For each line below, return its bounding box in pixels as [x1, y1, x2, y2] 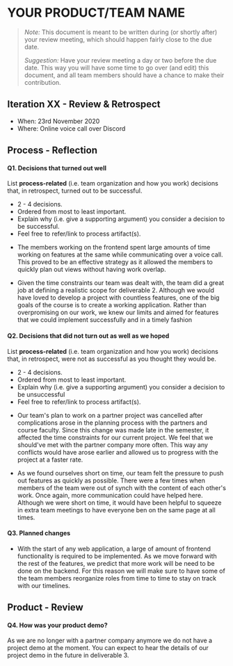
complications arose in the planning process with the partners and [17, 419, 207, 427]
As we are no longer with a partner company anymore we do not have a [7, 636, 213, 644]
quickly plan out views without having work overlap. [17, 266, 166, 274]
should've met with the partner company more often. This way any [17, 440, 209, 449]
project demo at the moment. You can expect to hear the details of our [7, 644, 209, 652]
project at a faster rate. [17, 455, 83, 464]
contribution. [24, 78, 61, 86]
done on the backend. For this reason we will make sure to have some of [17, 567, 226, 575]
